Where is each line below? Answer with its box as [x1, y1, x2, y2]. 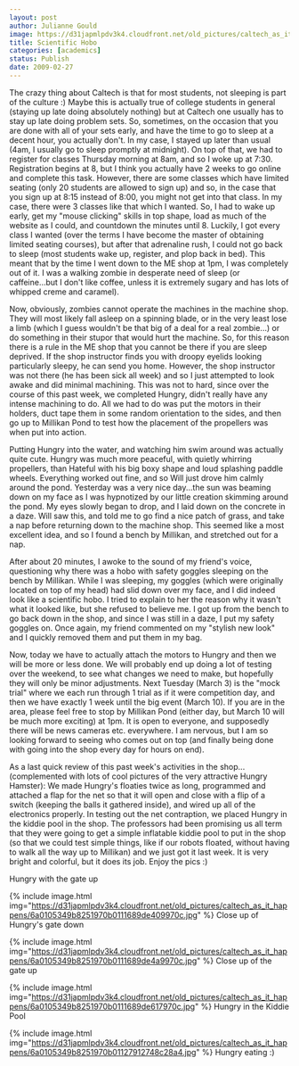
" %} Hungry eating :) [195, 1046, 275, 1057]
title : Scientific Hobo [9, 37, 98, 47]
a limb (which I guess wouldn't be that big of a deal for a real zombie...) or [9, 322, 280, 333]
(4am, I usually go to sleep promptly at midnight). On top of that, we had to [9, 144, 283, 154]
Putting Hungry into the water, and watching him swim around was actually [9, 443, 284, 455]
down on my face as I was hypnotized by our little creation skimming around [9, 492, 289, 502]
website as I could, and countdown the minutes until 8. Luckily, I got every [9, 219, 280, 230]
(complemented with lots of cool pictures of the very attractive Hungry [9, 771, 268, 781]
